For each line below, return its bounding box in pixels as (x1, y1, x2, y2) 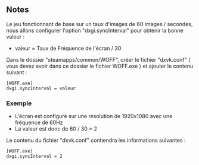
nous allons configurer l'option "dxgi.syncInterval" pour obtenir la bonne (6, 27, 184, 34)
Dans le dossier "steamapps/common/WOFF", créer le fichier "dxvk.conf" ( (6, 56, 191, 63)
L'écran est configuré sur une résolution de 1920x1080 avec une (14, 113, 173, 120)
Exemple (6, 99, 32, 107)
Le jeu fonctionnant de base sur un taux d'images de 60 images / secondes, (6, 20, 193, 27)
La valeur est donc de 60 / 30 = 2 (14, 125, 97, 132)
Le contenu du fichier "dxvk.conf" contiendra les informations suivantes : (6, 137, 186, 144)
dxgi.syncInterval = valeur (6, 85, 76, 91)
